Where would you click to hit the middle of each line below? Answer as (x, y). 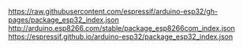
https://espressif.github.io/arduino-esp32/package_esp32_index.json (121, 36)
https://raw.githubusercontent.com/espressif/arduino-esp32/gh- (113, 11)
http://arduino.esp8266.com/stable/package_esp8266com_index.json (121, 28)
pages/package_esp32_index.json (64, 20)
